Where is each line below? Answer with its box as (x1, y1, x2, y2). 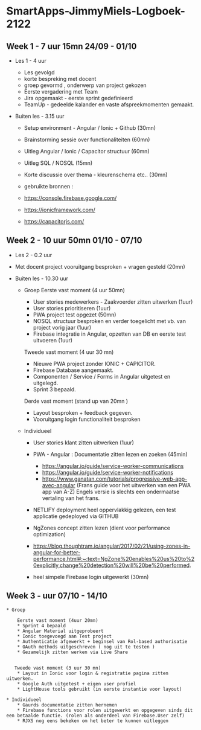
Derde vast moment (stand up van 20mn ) (24, 397, 129, 405)
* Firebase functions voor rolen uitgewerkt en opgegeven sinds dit (17, 707, 193, 713)
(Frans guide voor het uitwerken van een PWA (76, 481, 191, 488)
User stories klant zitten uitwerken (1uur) (33, 439, 135, 446)
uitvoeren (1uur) (33, 336, 73, 344)
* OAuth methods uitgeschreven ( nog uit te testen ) (17, 644, 155, 650)
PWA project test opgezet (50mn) (33, 311, 116, 318)
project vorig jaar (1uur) (33, 324, 92, 331)
